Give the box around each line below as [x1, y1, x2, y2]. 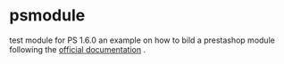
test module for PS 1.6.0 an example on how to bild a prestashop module [9, 35, 275, 45]
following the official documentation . [9, 44, 146, 54]
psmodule [9, 5, 86, 26]
